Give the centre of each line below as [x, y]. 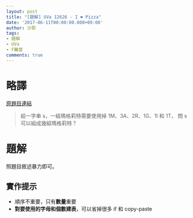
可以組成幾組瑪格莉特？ [49, 123]
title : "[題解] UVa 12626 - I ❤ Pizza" [54, 17]
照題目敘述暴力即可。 [32, 166]
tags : [13, 33]
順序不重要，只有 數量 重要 [45, 202]
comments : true [25, 55]
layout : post [22, 11]
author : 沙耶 [21, 28]
